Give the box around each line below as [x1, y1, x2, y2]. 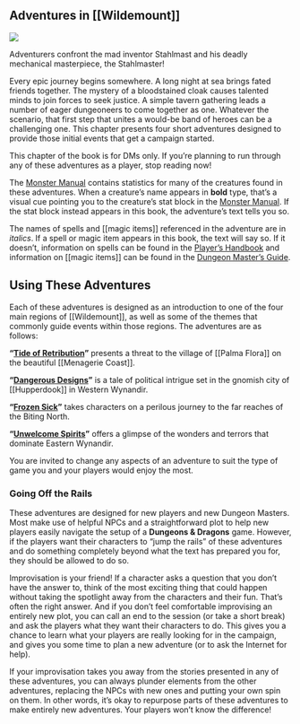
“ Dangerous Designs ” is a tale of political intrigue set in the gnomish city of [9, 374, 290, 385]
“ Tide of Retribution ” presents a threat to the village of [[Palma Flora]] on [9, 347, 282, 358]
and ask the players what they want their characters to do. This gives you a [9, 620, 287, 631]
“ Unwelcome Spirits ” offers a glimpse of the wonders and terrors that [9, 428, 270, 439]
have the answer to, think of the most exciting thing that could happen [9, 581, 268, 592]
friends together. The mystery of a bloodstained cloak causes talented [9, 85, 269, 96]
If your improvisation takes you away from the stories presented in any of [9, 666, 279, 676]
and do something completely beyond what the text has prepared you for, [9, 545, 280, 556]
